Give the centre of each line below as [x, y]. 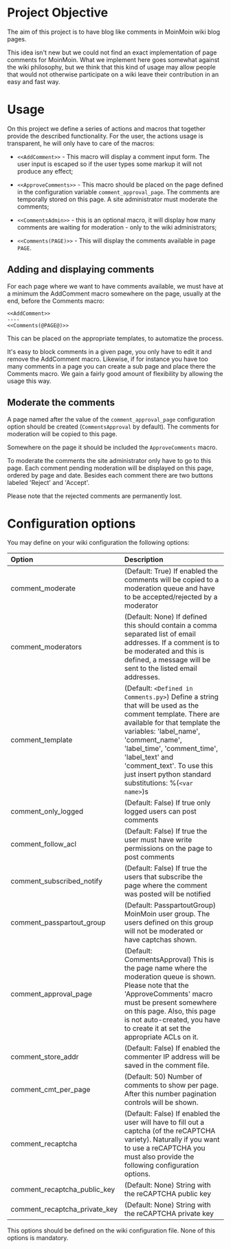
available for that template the [172, 723]
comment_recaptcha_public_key [63, 1190]
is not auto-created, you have [172, 1020]
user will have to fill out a [164, 1122]
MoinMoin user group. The [167, 914]
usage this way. [29, 381]
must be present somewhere [170, 1002]
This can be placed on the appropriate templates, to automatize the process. [115, 338]
